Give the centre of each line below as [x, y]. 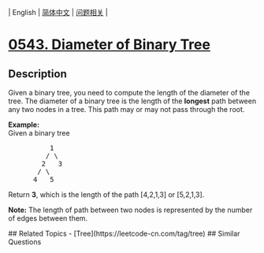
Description [37, 74]
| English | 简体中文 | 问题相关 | [58, 12]
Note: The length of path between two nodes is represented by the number [130, 210]
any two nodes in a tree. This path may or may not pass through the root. [126, 109]
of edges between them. [48, 218]
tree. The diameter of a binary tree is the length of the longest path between [132, 101]
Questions [25, 242]
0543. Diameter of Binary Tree [110, 45]
